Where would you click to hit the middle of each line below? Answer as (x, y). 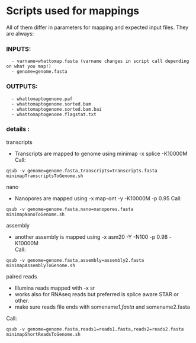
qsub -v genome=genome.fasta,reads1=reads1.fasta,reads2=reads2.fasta (95, 329)
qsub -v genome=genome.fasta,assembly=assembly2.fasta (75, 260)
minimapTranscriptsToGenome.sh (45, 176)
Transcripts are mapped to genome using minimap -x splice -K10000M (101, 153)
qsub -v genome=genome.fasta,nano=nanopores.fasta (70, 209)
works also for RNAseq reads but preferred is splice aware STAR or (97, 294)
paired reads (22, 276)
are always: (20, 33)
